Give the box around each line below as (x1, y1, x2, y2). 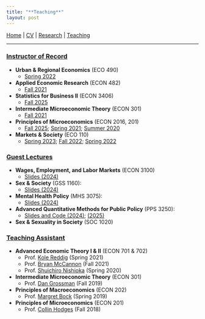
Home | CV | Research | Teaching (6, 31, 90, 38)
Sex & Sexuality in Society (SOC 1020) (15, 218, 113, 226)
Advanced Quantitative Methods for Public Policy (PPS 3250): (15, 206, 175, 213)
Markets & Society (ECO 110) (15, 131, 89, 138)
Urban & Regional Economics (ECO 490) (15, 66, 119, 73)
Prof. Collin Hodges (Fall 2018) (24, 306, 101, 313)
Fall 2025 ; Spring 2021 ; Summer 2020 (24, 124, 120, 132)
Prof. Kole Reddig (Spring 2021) (24, 254, 104, 261)
